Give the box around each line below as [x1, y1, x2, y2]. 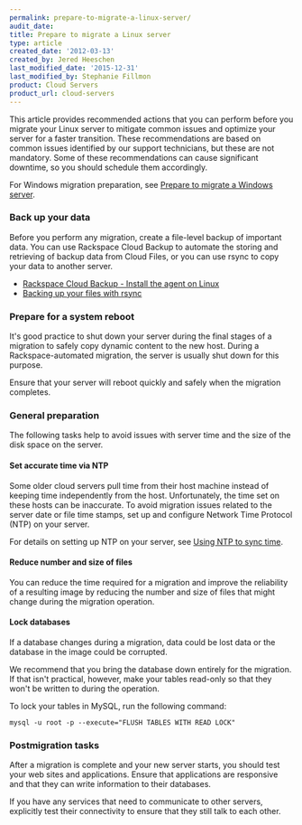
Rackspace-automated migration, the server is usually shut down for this [9, 350, 279, 361]
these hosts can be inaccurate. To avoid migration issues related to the [9, 499, 272, 511]
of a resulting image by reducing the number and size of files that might [9, 586, 276, 597]
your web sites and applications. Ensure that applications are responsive [9, 769, 279, 780]
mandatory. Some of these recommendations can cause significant [9, 152, 259, 163]
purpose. [9, 360, 43, 370]
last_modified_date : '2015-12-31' [9, 64, 140, 73]
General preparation [9, 409, 100, 422]
